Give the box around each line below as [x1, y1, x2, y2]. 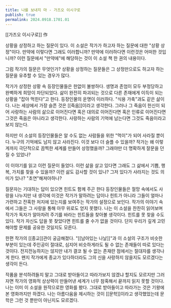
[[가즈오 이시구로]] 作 [5, 32, 48, 38]
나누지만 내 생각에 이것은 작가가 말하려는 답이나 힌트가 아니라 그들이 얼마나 [14, 193, 163, 199]
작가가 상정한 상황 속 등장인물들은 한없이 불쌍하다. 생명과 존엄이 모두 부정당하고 [5, 83, 163, 89]
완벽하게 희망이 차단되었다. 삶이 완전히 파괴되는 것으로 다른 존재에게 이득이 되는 [5, 90, 163, 96]
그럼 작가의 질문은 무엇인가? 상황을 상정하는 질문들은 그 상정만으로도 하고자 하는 [5, 66, 164, 72]
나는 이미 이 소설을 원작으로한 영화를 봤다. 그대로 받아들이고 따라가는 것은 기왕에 [5, 285, 165, 291]
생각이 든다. [5, 261, 29, 267]
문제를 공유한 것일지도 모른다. [18, 224, 78, 230]
